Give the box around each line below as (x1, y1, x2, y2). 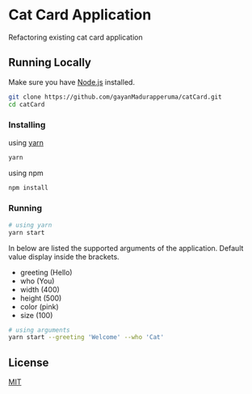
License (8, 355, 49, 369)
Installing (8, 119, 46, 131)
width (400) (19, 284, 61, 294)
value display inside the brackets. (8, 252, 120, 262)
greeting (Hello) (19, 267, 73, 277)
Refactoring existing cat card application (8, 32, 143, 42)
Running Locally (8, 56, 91, 69)
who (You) (19, 276, 55, 286)
